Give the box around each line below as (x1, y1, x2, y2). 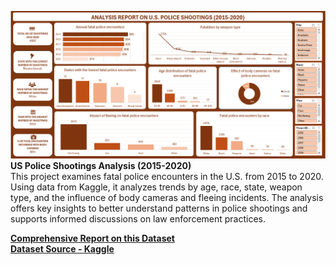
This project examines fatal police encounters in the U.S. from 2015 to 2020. (10, 171, 324, 183)
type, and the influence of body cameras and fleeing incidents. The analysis (10, 192, 324, 204)
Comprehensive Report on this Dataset (10, 232, 175, 245)
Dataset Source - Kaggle (10, 243, 115, 255)
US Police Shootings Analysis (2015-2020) (10, 160, 192, 172)
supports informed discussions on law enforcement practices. (10, 213, 267, 225)
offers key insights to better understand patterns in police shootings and (10, 202, 308, 215)
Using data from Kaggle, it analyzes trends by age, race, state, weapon (10, 181, 303, 193)
